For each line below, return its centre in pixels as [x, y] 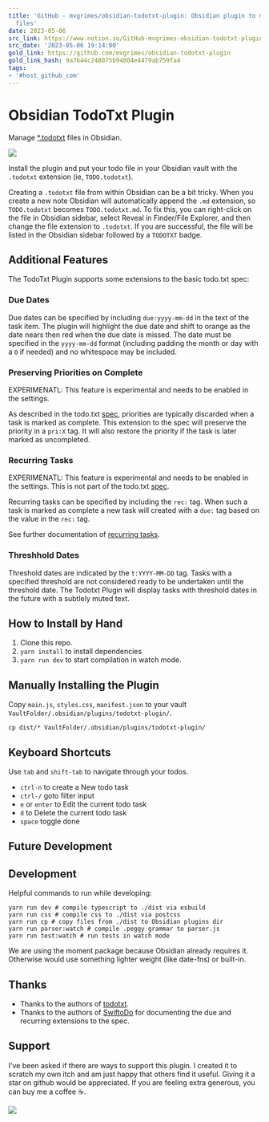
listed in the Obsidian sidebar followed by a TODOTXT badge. [105, 234]
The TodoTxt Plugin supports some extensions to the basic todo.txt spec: [129, 279]
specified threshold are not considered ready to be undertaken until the [126, 581]
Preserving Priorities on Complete [76, 372]
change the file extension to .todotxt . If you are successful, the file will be [131, 226]
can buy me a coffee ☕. [47, 1092]
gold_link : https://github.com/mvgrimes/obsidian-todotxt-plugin [119, 53]
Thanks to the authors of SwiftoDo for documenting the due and [126, 1013]
